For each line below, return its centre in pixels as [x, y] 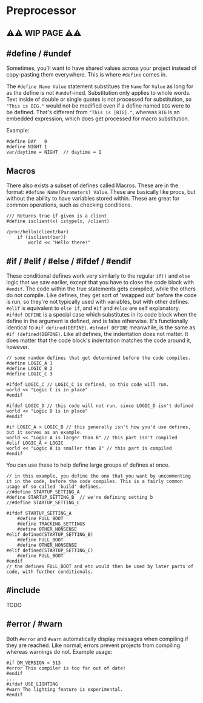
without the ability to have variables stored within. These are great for [93, 199]
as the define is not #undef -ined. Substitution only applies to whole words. [98, 93]
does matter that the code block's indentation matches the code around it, [99, 340]
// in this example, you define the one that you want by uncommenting [98, 476]
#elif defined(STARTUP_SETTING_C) [50, 550]
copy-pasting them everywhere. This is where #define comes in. [87, 75]
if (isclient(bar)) [42, 238]
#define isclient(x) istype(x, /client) [58, 221]
